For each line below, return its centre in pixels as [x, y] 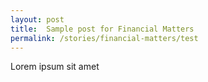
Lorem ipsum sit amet [55, 67]
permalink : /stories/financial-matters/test [104, 38]
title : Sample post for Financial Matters [102, 29]
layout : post [37, 19]
